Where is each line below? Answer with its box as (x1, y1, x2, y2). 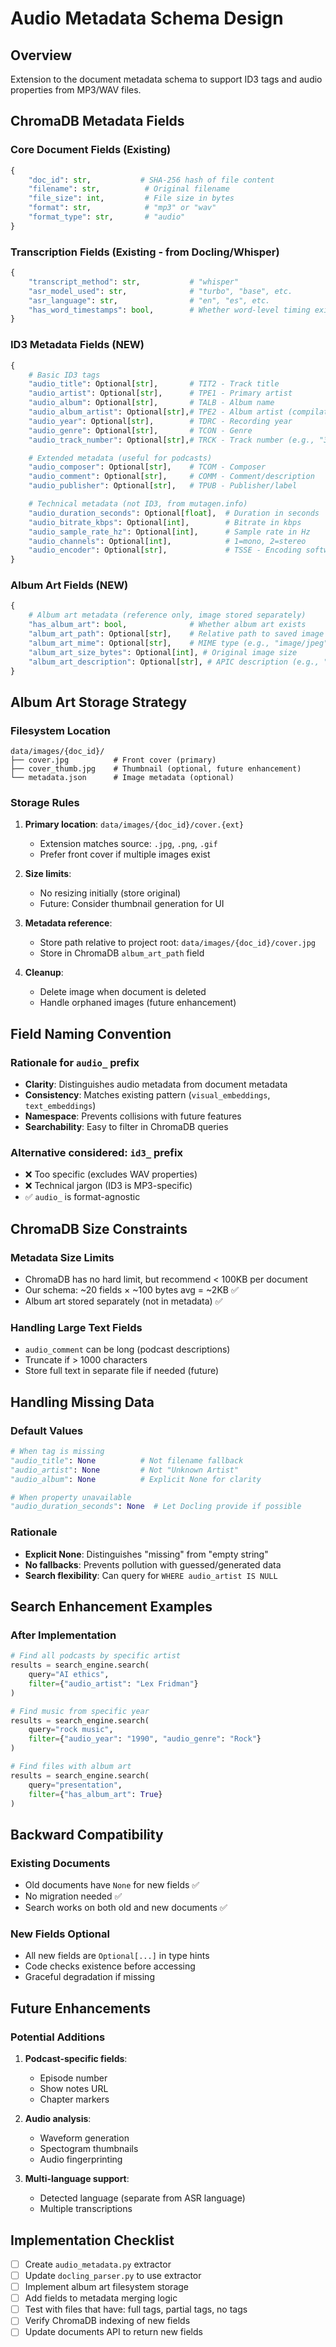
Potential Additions (10, 2030, 106, 2044)
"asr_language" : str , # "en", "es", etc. (28, 295, 271, 306)
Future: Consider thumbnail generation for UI (39, 898, 225, 910)
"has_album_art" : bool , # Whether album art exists (28, 620, 307, 630)
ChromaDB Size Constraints (10, 1220, 188, 1237)
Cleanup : (24, 967, 64, 979)
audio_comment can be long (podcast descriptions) (24, 1343, 231, 1356)
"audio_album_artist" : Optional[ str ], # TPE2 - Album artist (28, 407, 284, 417)
